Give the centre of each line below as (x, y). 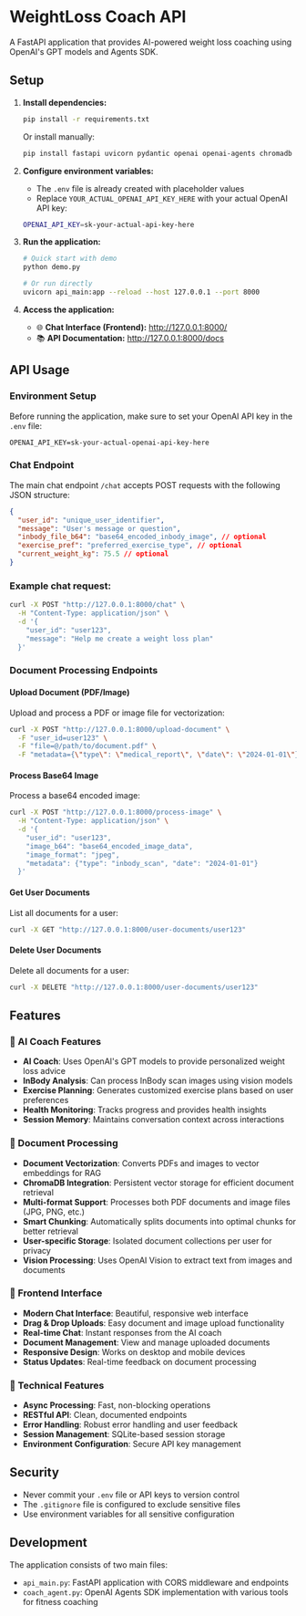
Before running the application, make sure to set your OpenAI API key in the (151, 416)
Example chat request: (61, 586)
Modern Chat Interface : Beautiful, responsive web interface (135, 1313)
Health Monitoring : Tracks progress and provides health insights (144, 1110)
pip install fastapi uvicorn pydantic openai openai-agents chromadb (158, 153)
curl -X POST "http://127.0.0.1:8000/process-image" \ (116, 813)
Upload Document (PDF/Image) (70, 693)
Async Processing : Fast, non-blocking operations (117, 1405)
